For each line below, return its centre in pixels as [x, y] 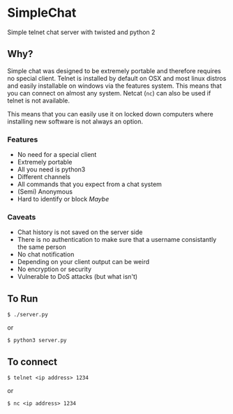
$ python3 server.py [37, 340]
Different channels [44, 177]
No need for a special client [57, 155]
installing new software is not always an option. [75, 121]
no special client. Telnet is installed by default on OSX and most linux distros [117, 78]
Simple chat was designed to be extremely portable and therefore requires [114, 70]
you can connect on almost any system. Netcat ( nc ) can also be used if [109, 93]
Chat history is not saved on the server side [80, 232]
